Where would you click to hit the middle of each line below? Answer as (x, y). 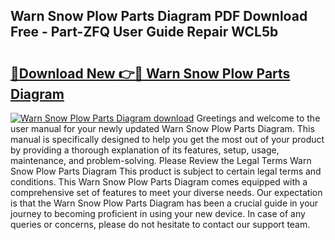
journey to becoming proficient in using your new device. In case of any (158, 213)
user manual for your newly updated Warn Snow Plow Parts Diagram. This (162, 128)
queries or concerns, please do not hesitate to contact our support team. (160, 224)
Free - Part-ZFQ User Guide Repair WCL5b (144, 32)
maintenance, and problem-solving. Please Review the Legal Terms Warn (161, 160)
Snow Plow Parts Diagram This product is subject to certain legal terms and (166, 171)
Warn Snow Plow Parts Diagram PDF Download (159, 16)
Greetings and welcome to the (258, 118)
